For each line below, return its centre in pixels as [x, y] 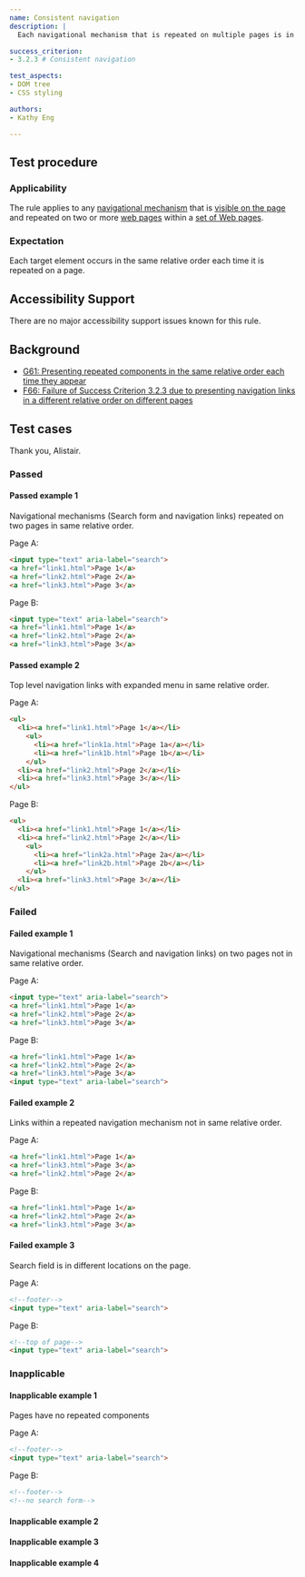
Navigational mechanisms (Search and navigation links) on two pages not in [151, 953]
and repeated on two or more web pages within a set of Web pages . [137, 218]
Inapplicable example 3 [54, 1542]
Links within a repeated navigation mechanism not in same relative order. [146, 1123]
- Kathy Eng [32, 118]
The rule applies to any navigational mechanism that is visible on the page [148, 208]
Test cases [41, 429]
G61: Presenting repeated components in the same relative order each [153, 371]
